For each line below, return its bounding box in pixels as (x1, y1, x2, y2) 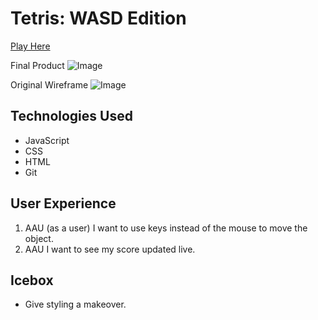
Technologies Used (10, 108, 133, 125)
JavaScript (24, 134, 70, 146)
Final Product (10, 59, 65, 71)
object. (24, 232, 54, 244)
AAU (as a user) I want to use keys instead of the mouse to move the (24, 222, 308, 234)
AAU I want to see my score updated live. (24, 243, 196, 255)
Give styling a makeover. (24, 298, 127, 311)
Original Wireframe (10, 78, 89, 91)
